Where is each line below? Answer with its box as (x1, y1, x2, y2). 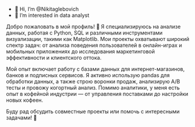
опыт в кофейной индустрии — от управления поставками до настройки (6, 91, 189, 97)
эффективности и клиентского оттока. (6, 54, 102, 61)
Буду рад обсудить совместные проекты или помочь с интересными (6, 108, 180, 115)
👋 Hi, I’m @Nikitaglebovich (14, 6, 79, 12)
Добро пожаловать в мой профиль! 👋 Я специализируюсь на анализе (6, 23, 181, 30)
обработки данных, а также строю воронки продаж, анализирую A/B (6, 78, 180, 85)
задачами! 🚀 (6, 114, 37, 121)
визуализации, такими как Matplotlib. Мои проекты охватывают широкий (6, 36, 190, 42)
